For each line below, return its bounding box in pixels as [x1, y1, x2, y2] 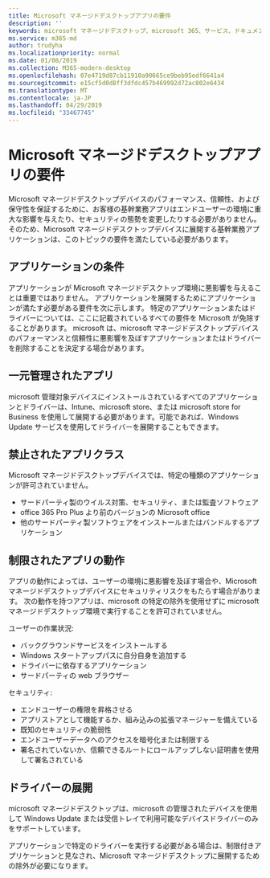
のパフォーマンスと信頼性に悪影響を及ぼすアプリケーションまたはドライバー [8, 333, 262, 342]
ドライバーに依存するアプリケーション [19, 660, 147, 671]
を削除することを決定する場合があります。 [8, 343, 149, 353]
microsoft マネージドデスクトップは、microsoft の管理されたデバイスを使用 [8, 804, 258, 813]
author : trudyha [8, 42, 63, 50]
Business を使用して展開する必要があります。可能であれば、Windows [8, 411, 239, 422]
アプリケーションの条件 [8, 260, 125, 274]
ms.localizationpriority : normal [8, 49, 121, 57]
